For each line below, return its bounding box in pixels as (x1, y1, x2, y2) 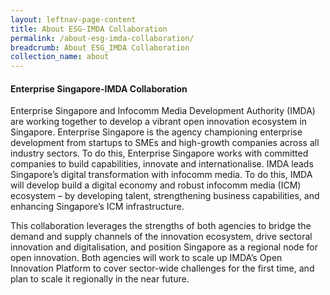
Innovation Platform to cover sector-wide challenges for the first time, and (10, 262, 315, 275)
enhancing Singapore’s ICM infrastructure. (10, 201, 185, 213)
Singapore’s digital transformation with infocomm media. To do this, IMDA (10, 169, 313, 181)
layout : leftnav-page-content (10, 14, 137, 25)
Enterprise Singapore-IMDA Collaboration (10, 82, 188, 95)
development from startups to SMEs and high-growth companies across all (10, 137, 320, 149)
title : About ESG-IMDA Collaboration (10, 24, 168, 34)
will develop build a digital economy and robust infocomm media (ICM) (10, 179, 302, 191)
